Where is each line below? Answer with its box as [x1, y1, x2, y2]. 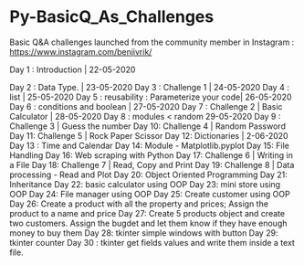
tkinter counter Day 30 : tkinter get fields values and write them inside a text [9, 237, 295, 248]
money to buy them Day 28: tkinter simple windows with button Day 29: [9, 227, 278, 238]
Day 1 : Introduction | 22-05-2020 [9, 64, 136, 75]
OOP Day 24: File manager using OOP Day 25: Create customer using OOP [9, 188, 290, 199]
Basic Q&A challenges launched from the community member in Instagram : [9, 37, 295, 48]
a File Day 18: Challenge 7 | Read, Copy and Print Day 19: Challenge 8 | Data [9, 159, 295, 170]
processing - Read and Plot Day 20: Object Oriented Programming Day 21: [9, 169, 288, 180]
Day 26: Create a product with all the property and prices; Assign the [9, 198, 269, 209]
